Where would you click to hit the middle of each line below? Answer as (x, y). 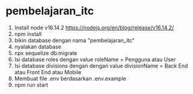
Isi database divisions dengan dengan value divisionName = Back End (101, 66)
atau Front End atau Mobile (48, 72)
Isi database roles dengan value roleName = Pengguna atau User (95, 59)
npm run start (31, 84)
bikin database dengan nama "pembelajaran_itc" (75, 40)
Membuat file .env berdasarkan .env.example (70, 78)
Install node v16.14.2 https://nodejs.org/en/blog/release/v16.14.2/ (94, 28)
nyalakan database (38, 47)
